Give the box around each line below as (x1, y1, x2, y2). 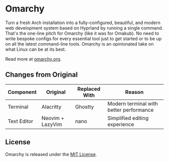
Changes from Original (5, 71, 78, 79)
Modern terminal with (107, 100, 158, 107)
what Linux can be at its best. (5, 46, 66, 52)
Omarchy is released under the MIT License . (5, 151, 97, 157)
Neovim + (41, 114, 64, 121)
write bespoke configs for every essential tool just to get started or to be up (5, 36, 162, 42)
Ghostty (75, 103, 94, 110)
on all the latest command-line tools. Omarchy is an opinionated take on (5, 41, 154, 47)
